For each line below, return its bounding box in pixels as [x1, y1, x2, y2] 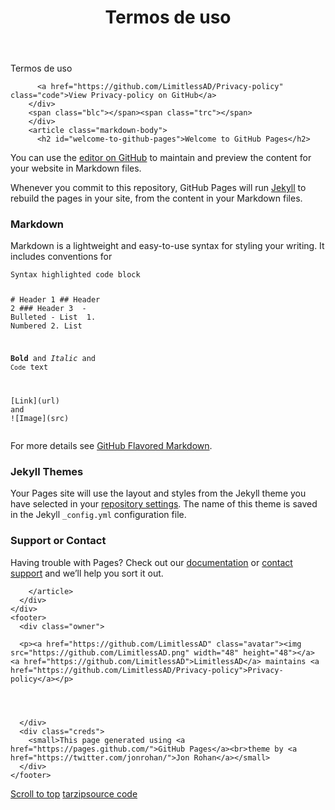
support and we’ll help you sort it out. [10, 567, 164, 579]
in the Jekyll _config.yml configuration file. [10, 509, 187, 521]
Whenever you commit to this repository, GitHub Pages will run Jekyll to [10, 182, 307, 194]
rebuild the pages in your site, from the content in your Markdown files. [10, 192, 303, 205]
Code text [10, 362, 49, 373]
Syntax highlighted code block [10, 270, 141, 280]
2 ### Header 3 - [10, 304, 87, 314]
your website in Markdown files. [10, 162, 142, 175]
